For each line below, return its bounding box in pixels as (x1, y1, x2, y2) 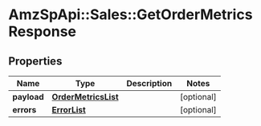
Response (8, 22, 77, 41)
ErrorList (51, 104, 86, 115)
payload (12, 92, 44, 102)
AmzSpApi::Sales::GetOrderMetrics (8, 6, 253, 24)
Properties (8, 54, 63, 68)
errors (12, 104, 37, 115)
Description (126, 78, 173, 89)
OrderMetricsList (51, 92, 119, 102)
